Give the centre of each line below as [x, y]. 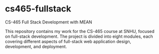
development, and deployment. [36, 46]
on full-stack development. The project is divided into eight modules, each [79, 36]
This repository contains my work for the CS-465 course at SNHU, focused [80, 31]
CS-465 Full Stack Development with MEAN [49, 22]
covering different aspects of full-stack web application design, [68, 41]
